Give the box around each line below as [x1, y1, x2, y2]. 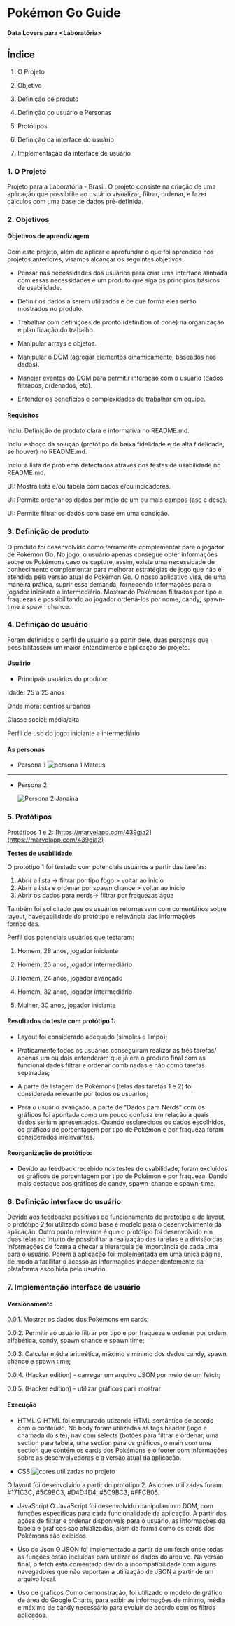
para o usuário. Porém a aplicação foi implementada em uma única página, [7, 1250, 223, 1259]
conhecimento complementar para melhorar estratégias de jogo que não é [7, 565, 222, 573]
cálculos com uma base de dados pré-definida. [7, 197, 143, 205]
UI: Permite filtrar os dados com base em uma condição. [7, 510, 170, 518]
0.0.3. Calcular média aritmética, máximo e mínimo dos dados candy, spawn [7, 1350, 227, 1358]
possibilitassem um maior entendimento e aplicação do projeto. [7, 643, 190, 651]
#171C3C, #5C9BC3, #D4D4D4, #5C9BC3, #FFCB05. [7, 1488, 160, 1496]
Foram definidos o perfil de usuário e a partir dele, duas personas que [7, 636, 209, 644]
